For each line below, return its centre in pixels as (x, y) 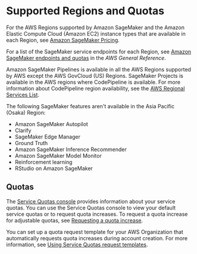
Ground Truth (31, 143)
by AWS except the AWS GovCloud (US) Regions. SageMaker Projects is (95, 76)
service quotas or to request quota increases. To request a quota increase (97, 214)
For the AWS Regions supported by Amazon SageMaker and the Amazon (96, 27)
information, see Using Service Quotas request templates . (77, 244)
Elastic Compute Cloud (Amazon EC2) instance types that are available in (96, 33)
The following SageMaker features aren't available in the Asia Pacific (90, 106)
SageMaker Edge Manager (47, 137)
